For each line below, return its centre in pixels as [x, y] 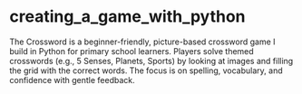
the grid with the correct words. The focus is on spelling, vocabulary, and [146, 70]
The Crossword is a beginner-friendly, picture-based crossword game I [142, 42]
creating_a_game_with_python [128, 17]
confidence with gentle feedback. [73, 80]
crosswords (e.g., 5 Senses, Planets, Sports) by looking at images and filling [151, 61]
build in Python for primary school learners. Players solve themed [132, 51]
